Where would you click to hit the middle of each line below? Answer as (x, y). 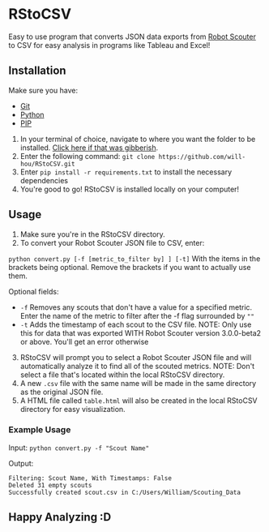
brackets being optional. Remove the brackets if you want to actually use (130, 267)
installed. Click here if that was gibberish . (89, 148)
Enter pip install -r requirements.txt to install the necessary (126, 172)
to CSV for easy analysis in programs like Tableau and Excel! (109, 45)
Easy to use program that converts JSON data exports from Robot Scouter (132, 36)
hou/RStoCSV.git (47, 164)
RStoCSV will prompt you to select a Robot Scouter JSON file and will (136, 357)
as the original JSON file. (62, 392)
